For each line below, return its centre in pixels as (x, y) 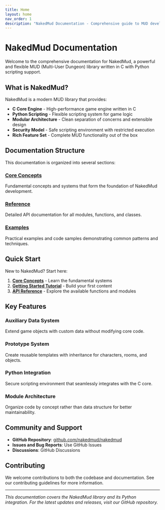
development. (19, 191)
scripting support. (23, 72)
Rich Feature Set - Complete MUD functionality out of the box (75, 135)
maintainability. (20, 412)
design (19, 125)
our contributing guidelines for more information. (55, 483)
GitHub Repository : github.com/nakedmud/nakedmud (67, 439)
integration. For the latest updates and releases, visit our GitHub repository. (82, 502)
